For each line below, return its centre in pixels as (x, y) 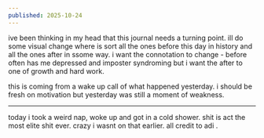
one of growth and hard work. (56, 71)
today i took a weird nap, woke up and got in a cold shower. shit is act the (127, 117)
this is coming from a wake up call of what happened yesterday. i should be (130, 86)
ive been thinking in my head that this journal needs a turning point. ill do (126, 38)
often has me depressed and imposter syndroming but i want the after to (126, 63)
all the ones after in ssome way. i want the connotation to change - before (128, 54)
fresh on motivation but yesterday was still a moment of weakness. (116, 94)
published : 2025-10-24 (45, 15)
